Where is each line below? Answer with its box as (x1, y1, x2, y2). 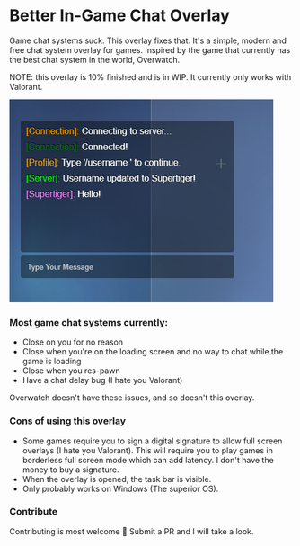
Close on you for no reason (22, 336, 124, 347)
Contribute (9, 506, 58, 518)
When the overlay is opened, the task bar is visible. (22, 473, 212, 484)
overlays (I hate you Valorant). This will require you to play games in (22, 444, 274, 455)
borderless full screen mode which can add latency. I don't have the (22, 454, 274, 465)
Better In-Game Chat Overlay (9, 5, 231, 26)
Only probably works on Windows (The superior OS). (22, 483, 219, 494)
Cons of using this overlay (9, 415, 127, 427)
